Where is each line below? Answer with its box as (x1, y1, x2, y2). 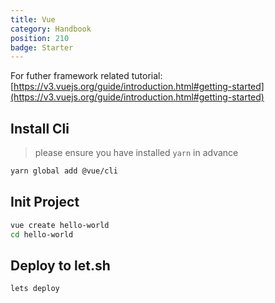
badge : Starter (10, 42, 74, 53)
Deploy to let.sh (10, 257, 111, 274)
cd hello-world (10, 229, 74, 240)
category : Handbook (10, 24, 92, 34)
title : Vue (10, 14, 56, 25)
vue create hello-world (10, 220, 110, 230)
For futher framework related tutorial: (10, 70, 163, 82)
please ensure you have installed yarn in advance (34, 147, 239, 159)
